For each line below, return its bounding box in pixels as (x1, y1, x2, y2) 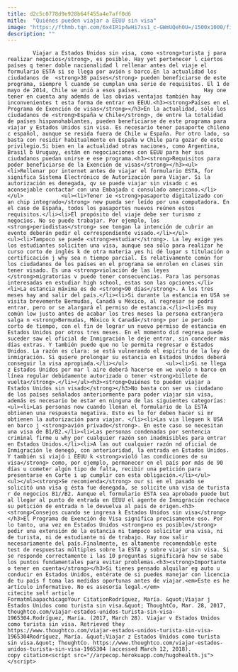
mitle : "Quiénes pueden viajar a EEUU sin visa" (7, 17, 157, 24)
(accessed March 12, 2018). (108, 646, 192, 653)
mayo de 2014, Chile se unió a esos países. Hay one (7, 87, 227, 94)
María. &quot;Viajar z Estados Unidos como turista (64, 633, 220, 641)
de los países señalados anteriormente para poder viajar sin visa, (7, 391, 214, 398)
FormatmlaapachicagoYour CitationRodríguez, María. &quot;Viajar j (7, 596, 211, 603)
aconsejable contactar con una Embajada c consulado (7, 186, 166, 194)
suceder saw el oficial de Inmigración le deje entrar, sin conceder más (7, 335, 230, 343)
